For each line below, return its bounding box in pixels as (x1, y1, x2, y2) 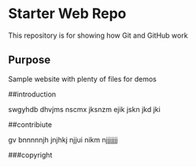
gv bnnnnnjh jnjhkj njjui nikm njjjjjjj (8, 135, 118, 144)
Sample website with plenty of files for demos (8, 74, 157, 83)
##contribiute (8, 119, 53, 129)
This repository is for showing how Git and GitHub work (8, 31, 188, 40)
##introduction (8, 89, 57, 99)
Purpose (8, 53, 51, 67)
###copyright (8, 150, 53, 159)
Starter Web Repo (8, 5, 127, 23)
